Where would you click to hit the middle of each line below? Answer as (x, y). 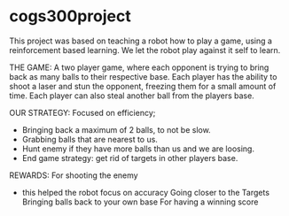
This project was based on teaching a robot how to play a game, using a (141, 41)
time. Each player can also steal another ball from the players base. (132, 96)
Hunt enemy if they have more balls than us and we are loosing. (138, 149)
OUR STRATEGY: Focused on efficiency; (82, 112)
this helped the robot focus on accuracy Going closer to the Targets (146, 192)
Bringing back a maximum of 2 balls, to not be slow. (116, 129)
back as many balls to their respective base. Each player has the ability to (143, 76)
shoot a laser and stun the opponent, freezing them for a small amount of (143, 86)
